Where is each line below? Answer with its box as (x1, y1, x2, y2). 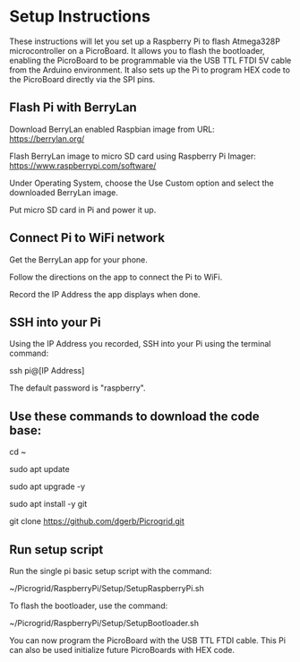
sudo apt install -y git (9, 499, 88, 510)
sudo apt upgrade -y (9, 481, 86, 492)
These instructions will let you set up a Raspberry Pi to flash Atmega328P (9, 36, 280, 47)
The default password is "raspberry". (9, 383, 146, 393)
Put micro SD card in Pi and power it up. (9, 204, 157, 215)
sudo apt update (9, 464, 70, 475)
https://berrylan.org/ (9, 133, 85, 144)
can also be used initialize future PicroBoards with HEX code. (9, 645, 236, 655)
